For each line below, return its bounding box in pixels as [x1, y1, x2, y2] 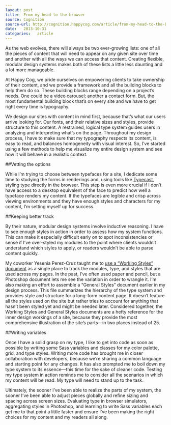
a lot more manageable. [5, 67, 55, 73]
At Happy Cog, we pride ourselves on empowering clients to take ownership [5, 77, 165, 82]
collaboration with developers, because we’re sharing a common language [5, 356, 162, 361]
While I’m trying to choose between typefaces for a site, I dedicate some [5, 171, 158, 177]
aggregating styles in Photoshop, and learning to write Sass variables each [5, 403, 162, 409]
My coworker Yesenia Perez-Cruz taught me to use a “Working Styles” [5, 260, 154, 266]
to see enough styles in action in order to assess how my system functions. [5, 229, 163, 235]
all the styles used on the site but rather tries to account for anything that [5, 298, 159, 304]
